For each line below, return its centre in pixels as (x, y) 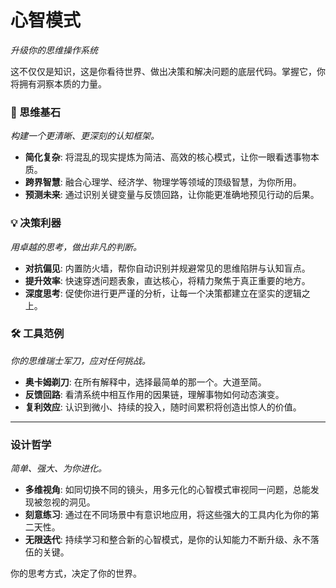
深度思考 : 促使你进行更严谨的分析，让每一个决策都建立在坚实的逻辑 (163, 293)
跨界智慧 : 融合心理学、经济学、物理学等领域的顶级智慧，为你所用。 (163, 182)
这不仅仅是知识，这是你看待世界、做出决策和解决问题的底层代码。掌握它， (163, 71)
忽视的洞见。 (69, 502)
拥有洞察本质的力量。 (62, 83)
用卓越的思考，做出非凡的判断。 (76, 247)
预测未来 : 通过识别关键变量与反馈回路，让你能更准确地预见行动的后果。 (172, 195)
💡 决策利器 (36, 223)
